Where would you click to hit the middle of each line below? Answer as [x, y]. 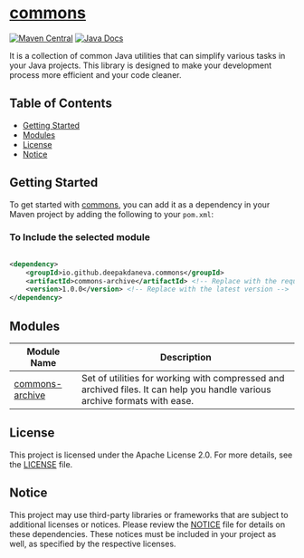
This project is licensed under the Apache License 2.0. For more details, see [151, 455]
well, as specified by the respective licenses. [93, 544]
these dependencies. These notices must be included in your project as [143, 534]
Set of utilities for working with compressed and [183, 379]
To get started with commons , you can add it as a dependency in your [140, 204]
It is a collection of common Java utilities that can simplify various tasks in [147, 55]
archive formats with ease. [138, 401]
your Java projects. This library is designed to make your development [141, 65]
